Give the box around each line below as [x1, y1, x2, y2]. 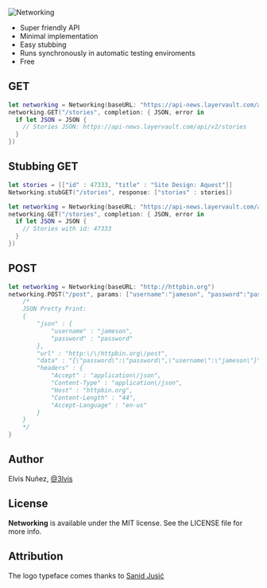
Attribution [8, 550, 64, 563]
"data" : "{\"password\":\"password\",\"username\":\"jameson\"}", [37, 356, 265, 365]
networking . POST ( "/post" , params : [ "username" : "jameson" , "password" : [8, 290, 247, 298]
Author [8, 453, 44, 466]
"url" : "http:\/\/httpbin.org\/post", [37, 349, 169, 357]
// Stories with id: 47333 [22, 225, 112, 233]
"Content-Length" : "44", [50, 394, 137, 402]
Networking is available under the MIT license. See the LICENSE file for [8, 518, 243, 528]
